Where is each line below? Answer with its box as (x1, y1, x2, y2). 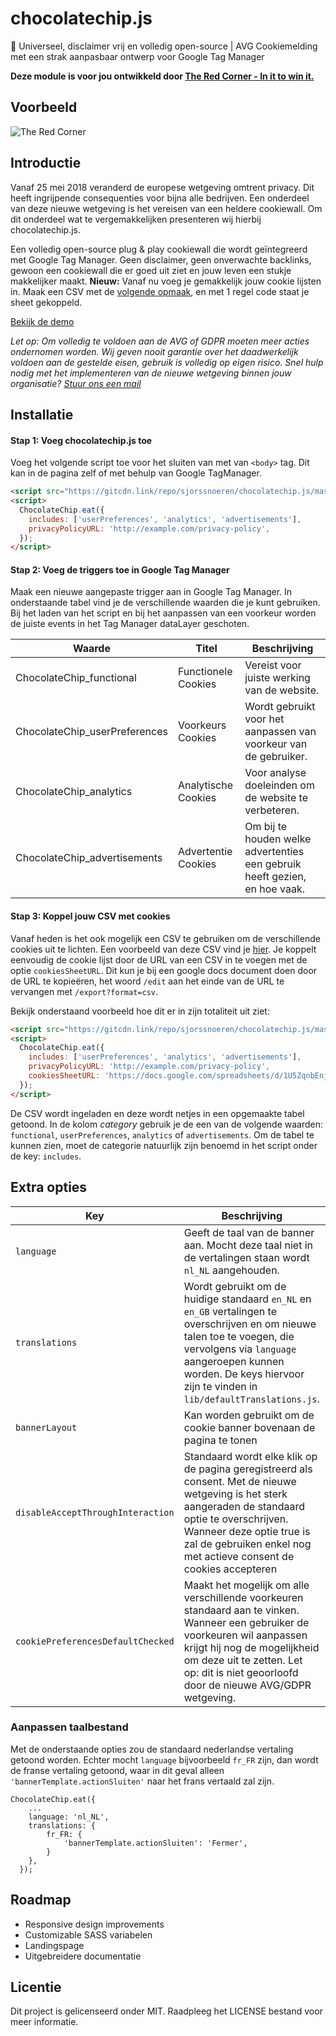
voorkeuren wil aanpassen (183, 1628, 308, 1642)
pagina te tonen (183, 1433, 258, 1447)
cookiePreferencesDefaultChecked (15, 1635, 175, 1647)
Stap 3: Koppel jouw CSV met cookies (10, 910, 171, 922)
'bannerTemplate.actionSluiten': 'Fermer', (63, 1838, 248, 1848)
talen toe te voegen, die (183, 1329, 295, 1343)
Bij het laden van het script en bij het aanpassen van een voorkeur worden (10, 607, 317, 619)
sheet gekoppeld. (10, 296, 83, 308)
